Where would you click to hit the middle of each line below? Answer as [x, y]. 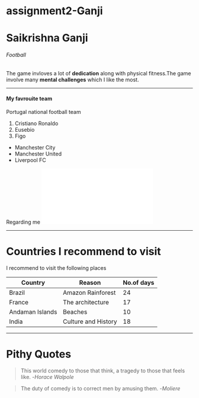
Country [33, 282]
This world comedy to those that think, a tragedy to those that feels [103, 370]
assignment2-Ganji [54, 11]
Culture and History [90, 321]
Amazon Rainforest [89, 292]
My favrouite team [29, 98]
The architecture [86, 302]
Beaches [75, 311]
